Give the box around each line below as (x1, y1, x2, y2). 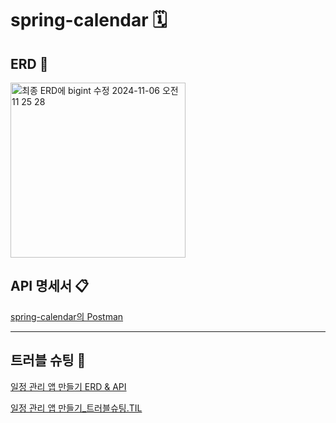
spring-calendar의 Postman (10, 310, 124, 322)
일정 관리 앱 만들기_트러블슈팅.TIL (10, 402, 143, 414)
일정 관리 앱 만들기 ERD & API (10, 380, 127, 392)
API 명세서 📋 (10, 278, 90, 295)
